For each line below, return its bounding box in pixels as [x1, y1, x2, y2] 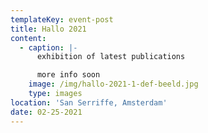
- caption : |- [19, 42, 78, 53]
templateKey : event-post [10, 14, 114, 25]
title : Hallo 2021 [10, 24, 87, 34]
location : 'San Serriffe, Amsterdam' [10, 97, 168, 108]
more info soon [36, 70, 101, 80]
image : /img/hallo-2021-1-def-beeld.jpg [28, 79, 199, 90]
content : [10, 33, 47, 43]
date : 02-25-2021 [10, 107, 83, 117]
